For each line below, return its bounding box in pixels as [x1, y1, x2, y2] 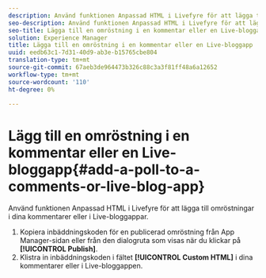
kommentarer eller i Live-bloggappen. [19, 261, 143, 271]
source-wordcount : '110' [8, 78, 90, 86]
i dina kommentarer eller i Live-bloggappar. [8, 212, 149, 222]
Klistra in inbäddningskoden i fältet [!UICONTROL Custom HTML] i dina [19, 253, 253, 262]
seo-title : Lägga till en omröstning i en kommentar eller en [8, 26, 218, 34]
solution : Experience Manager [8, 33, 108, 42]
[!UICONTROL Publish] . [19, 244, 98, 254]
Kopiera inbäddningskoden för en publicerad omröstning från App [19, 227, 235, 237]
